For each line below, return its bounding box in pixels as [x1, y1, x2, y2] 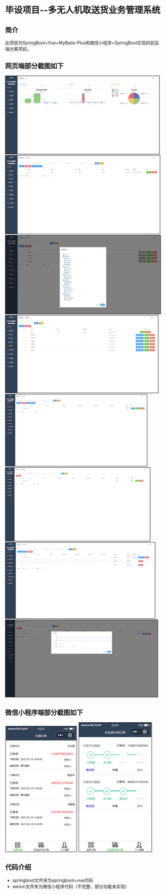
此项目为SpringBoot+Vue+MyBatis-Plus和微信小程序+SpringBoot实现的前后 [5, 40, 159, 46]
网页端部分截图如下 [5, 62, 64, 70]
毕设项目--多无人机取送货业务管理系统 [5, 4, 161, 16]
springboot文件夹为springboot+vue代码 [12, 877, 93, 883]
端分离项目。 [5, 46, 31, 52]
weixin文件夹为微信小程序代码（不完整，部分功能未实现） [12, 883, 129, 889]
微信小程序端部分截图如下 [5, 708, 83, 717]
